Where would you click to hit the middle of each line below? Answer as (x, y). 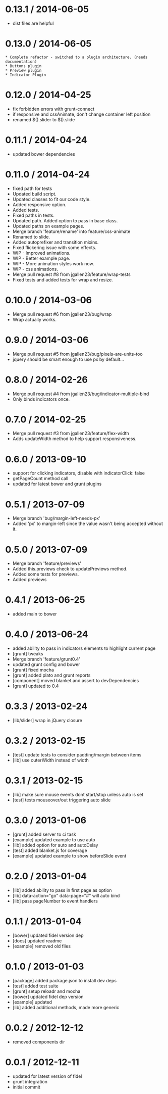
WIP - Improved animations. (41, 253)
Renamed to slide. (31, 236)
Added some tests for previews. (46, 574)
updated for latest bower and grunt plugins (57, 484)
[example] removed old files (42, 946)
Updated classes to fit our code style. (51, 199)
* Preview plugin (23, 70)
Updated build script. (34, 194)
